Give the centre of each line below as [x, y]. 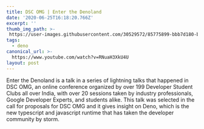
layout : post [23, 63]
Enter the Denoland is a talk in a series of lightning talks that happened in [98, 80]
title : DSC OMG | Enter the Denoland [54, 12]
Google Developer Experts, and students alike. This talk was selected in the [100, 99]
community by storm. [33, 119]
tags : [13, 40]
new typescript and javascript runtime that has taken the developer [90, 113]
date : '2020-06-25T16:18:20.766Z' [50, 18]
